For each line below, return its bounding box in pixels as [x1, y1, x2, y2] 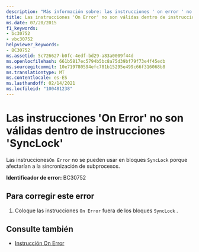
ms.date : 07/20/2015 [6, 20, 57, 25]
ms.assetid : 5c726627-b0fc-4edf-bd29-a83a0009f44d [6, 53, 134, 59]
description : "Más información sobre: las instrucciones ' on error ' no [6, 8, 192, 15]
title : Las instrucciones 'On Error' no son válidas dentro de [6, 14, 166, 20]
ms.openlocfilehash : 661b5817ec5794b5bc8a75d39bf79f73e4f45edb [6, 58, 166, 64]
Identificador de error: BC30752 [6, 174, 86, 181]
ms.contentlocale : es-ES [6, 75, 68, 81]
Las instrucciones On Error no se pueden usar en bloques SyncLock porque [6, 156, 188, 163]
